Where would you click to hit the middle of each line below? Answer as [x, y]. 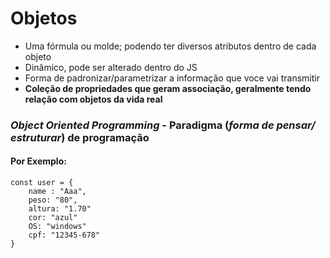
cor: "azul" [53, 218]
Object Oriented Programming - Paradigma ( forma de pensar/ [163, 125]
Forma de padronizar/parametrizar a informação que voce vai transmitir [172, 78]
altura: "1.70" [60, 209]
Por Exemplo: [38, 161]
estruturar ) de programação [80, 137]
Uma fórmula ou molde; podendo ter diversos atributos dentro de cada [170, 46]
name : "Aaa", [57, 192]
